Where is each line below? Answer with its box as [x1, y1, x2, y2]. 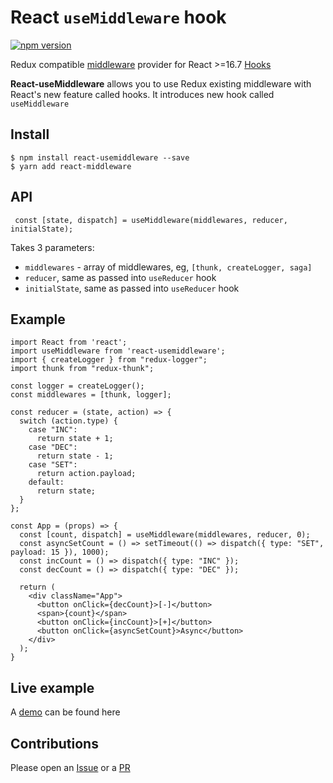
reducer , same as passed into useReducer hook [24, 271, 217, 283]
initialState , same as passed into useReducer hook [24, 282, 240, 294]
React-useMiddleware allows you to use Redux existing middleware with [10, 77, 312, 90]
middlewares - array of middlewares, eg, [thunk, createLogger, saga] [24, 261, 313, 273]
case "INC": [28, 425, 78, 435]
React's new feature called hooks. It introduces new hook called [10, 88, 275, 100]
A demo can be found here [10, 706, 121, 718]
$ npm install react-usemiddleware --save [10, 152, 190, 163]
